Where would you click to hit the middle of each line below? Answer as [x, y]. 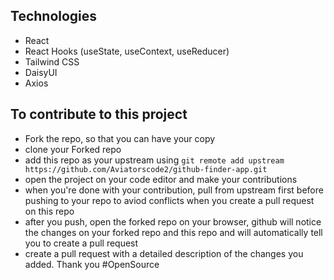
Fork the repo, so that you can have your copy [120, 138]
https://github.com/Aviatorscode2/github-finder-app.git [146, 169]
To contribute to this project [99, 114]
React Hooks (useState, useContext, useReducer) [127, 51]
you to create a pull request [81, 243]
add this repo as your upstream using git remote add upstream [154, 160]
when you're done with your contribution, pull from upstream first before [174, 190]
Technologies [54, 16]
